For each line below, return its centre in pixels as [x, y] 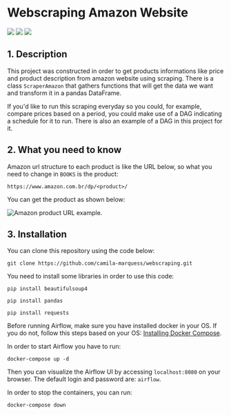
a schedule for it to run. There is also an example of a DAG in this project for [115, 121]
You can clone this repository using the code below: [81, 251]
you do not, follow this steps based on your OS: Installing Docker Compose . [114, 333]
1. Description [37, 54]
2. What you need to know [64, 150]
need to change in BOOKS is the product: [63, 174]
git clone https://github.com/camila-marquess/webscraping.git [100, 263]
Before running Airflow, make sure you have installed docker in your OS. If [112, 326]
